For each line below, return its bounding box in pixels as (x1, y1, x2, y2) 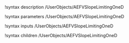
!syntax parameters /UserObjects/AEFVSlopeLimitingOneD (4, 14, 125, 19)
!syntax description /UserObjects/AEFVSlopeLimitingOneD (4, 4, 124, 10)
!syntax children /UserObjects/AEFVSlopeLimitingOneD (4, 33, 118, 38)
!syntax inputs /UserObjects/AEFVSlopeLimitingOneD (4, 23, 114, 29)
